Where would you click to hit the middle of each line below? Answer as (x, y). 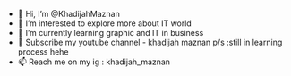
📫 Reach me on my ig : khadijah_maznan (94, 62)
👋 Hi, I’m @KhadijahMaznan (69, 14)
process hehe (43, 52)
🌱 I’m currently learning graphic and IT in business (111, 33)
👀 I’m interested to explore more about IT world (105, 23)
